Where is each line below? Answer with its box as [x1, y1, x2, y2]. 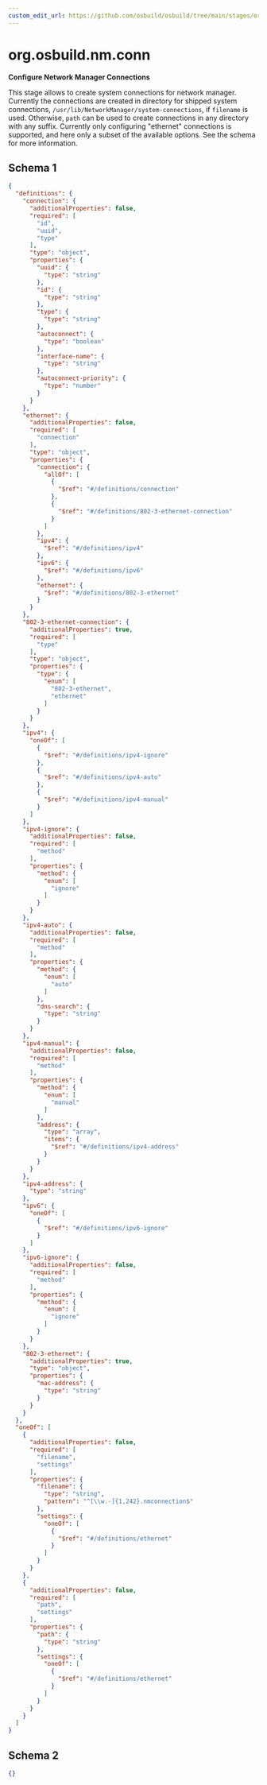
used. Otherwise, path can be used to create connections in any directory [8, 113, 249, 122]
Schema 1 [8, 161, 57, 175]
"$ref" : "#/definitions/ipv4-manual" [43, 796, 169, 803]
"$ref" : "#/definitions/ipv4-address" [50, 1143, 180, 1151]
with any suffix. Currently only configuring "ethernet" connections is [8, 121, 232, 131]
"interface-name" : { [37, 352, 105, 360]
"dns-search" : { [37, 1002, 91, 1010]
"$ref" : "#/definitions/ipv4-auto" [43, 773, 161, 781]
